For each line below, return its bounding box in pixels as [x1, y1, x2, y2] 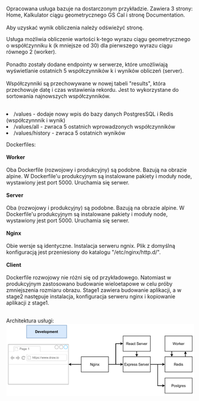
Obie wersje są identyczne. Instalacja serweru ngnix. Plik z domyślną [6, 243, 176, 249]
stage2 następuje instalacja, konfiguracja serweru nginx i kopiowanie [6, 293, 176, 300]
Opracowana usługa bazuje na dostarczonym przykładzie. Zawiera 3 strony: [6, 5, 193, 12]
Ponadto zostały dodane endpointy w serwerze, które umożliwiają [6, 61, 168, 68]
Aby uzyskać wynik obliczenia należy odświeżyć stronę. [6, 24, 144, 31]
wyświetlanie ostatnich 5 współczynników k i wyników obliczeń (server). [6, 67, 184, 74]
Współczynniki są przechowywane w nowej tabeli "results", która [6, 80, 166, 87]
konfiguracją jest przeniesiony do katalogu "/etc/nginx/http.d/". [6, 248, 161, 256]
